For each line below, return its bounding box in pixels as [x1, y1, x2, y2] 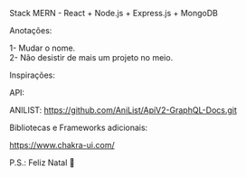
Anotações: [9, 25, 52, 35]
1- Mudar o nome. [9, 42, 76, 53]
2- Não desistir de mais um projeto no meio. [9, 52, 174, 62]
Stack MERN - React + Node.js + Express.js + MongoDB [9, 8, 219, 18]
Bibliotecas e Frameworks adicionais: [9, 122, 148, 133]
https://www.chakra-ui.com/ [9, 140, 115, 150]
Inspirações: [9, 70, 56, 80]
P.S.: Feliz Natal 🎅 [9, 157, 75, 168]
